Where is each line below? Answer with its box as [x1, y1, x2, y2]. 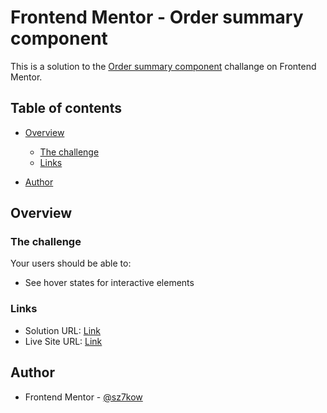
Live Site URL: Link [24, 335, 103, 347]
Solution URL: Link [24, 324, 101, 336]
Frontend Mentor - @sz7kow [24, 391, 143, 403]
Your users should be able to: [10, 257, 132, 270]
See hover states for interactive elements [24, 277, 195, 289]
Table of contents [10, 100, 122, 117]
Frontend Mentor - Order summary [10, 6, 304, 29]
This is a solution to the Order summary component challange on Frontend [10, 60, 317, 72]
